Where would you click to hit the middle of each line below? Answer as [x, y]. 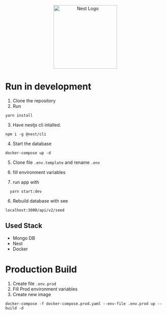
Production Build [41, 269]
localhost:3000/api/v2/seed [35, 210]
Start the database [32, 144]
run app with [26, 182]
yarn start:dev [26, 191]
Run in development [48, 87]
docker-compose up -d [28, 153]
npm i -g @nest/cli [26, 134]
